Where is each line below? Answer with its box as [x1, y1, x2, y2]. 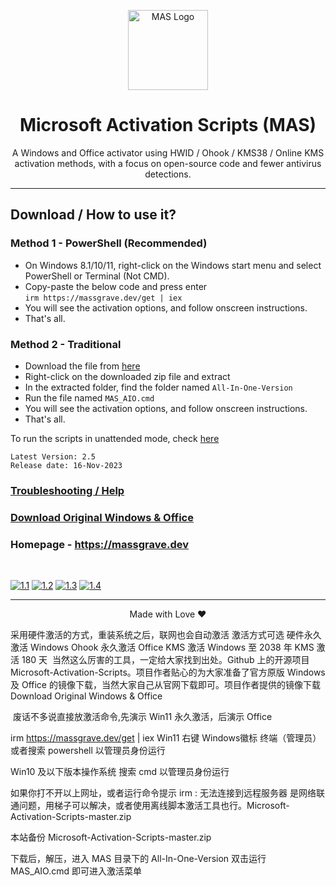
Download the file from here [24, 360, 141, 372]
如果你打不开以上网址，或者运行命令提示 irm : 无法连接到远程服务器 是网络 [10, 787, 317, 799]
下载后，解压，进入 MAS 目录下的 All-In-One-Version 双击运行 [10, 853, 267, 865]
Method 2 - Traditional [10, 337, 122, 351]
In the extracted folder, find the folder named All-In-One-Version [24, 381, 293, 393]
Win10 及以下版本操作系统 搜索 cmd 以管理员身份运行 [10, 766, 230, 778]
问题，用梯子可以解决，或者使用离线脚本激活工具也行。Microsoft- [18, 800, 290, 812]
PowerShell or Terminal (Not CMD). [24, 270, 170, 282]
